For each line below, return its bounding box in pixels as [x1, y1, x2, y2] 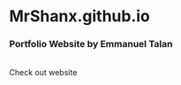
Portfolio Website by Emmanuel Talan [9, 38, 173, 50]
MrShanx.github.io [9, 6, 150, 27]
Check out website [9, 67, 78, 78]
